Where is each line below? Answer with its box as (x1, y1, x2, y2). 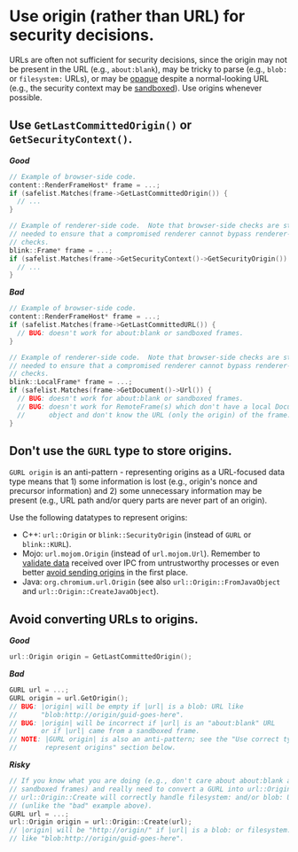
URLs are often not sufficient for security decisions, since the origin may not (9, 54, 288, 65)
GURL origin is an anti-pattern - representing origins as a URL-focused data (9, 467, 286, 478)
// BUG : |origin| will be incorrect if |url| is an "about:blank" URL (9, 718, 276, 728)
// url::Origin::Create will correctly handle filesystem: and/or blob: (9, 793, 284, 801)
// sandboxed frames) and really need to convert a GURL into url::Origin (9, 785, 292, 793)
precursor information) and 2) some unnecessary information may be (9, 486, 263, 496)
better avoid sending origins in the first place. (21, 567, 189, 578)
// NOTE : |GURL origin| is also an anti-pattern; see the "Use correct (9, 735, 279, 744)
